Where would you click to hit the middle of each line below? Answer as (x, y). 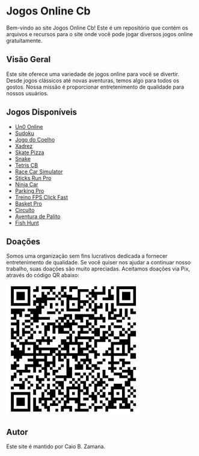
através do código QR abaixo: (43, 275)
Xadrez (24, 146)
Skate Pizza (29, 152)
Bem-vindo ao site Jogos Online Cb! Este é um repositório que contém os (97, 28)
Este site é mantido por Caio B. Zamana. (56, 446)
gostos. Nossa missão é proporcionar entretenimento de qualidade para (95, 87)
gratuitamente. (24, 40)
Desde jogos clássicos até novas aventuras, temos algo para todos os (93, 80)
